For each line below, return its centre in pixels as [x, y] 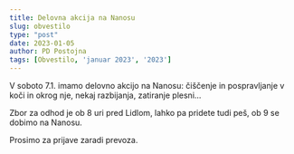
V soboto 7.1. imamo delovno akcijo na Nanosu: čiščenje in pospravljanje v [147, 86]
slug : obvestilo [40, 26]
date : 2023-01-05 [42, 43]
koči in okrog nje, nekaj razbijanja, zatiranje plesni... [105, 95]
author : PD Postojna [48, 52]
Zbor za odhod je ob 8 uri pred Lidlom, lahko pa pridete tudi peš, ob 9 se [145, 113]
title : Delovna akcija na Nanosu [72, 18]
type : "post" [34, 34]
